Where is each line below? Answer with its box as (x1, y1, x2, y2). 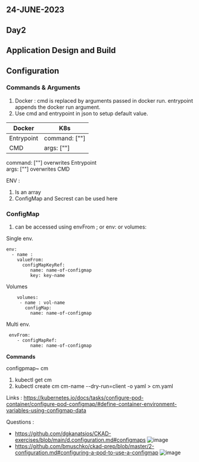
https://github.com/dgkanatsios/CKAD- (14, 430, 111, 438)
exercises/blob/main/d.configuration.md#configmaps (14, 436, 146, 443)
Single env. (6, 235, 34, 242)
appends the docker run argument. (14, 103, 101, 110)
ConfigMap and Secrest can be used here (14, 195, 118, 202)
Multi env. (6, 321, 30, 328)
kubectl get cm (14, 376, 52, 384)
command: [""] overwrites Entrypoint (6, 159, 97, 166)
